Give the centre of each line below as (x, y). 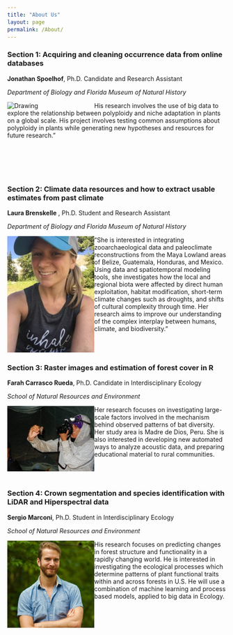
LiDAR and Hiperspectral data (58, 502)
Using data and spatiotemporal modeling (152, 269)
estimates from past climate (56, 197)
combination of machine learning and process (160, 588)
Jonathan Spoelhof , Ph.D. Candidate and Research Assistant (95, 78)
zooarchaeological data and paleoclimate (153, 247)
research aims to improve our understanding (158, 314)
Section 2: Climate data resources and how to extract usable (111, 189)
